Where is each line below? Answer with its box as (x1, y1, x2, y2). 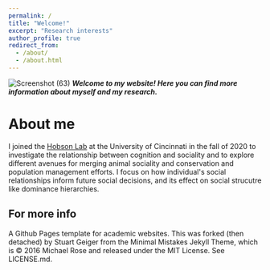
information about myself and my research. (8, 87, 158, 96)
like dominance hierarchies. (8, 183, 100, 193)
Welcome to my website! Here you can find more (72, 78, 238, 88)
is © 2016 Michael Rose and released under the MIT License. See (8, 245, 225, 255)
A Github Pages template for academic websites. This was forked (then (8, 228, 244, 238)
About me (8, 115, 76, 133)
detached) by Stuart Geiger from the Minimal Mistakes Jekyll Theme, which (8, 237, 259, 247)
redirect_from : (8, 42, 59, 50)
